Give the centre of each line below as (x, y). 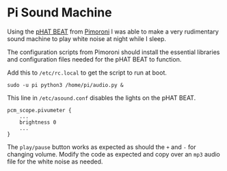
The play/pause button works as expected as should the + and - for (102, 147)
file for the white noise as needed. (55, 161)
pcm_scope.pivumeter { (39, 110)
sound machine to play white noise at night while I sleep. (86, 38)
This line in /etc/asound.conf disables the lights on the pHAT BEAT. (102, 98)
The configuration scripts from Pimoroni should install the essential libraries (113, 52)
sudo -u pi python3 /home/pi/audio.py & (66, 85)
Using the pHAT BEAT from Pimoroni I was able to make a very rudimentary (113, 31)
